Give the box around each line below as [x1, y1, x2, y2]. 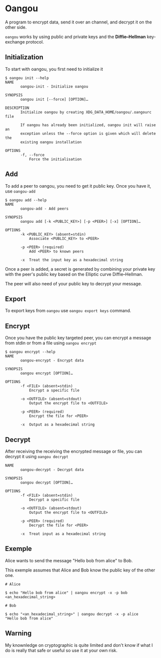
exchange [5, 39, 25, 44]
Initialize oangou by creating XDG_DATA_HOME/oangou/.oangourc [20, 109, 152, 115]
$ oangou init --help [5, 75, 49, 81]
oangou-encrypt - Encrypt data [20, 358, 84, 363]
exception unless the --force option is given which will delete [20, 131, 156, 136]
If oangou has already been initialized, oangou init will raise [20, 123, 156, 127]
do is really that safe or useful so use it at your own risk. [5, 647, 118, 653]
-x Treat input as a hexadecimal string [20, 531, 106, 536]
